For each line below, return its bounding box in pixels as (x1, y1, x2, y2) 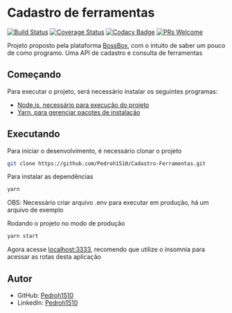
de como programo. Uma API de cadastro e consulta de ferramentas (7, 49, 203, 57)
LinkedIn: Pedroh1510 (17, 298, 78, 307)
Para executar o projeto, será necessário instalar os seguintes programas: (7, 87, 218, 95)
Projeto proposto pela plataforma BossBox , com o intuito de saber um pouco (7, 41, 226, 49)
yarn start (7, 232, 39, 240)
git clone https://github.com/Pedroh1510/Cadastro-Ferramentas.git (7, 160, 206, 167)
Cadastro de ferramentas (7, 5, 155, 21)
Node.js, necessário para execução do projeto (17, 101, 150, 109)
